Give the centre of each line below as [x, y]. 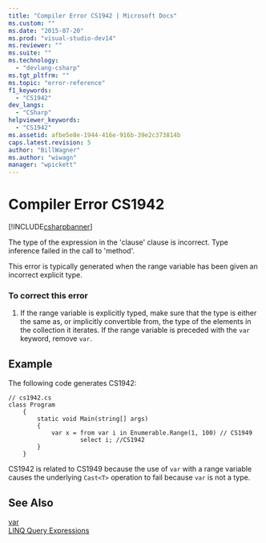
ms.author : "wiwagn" [43, 157]
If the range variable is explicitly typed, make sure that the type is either [138, 313]
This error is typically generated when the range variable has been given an [133, 266]
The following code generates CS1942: [73, 383]
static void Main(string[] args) [93, 419]
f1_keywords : [30, 90]
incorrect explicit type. [45, 275]
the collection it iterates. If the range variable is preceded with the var [135, 330]
